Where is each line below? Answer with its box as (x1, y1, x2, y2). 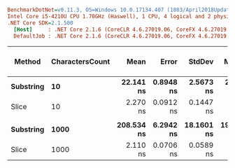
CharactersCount (51, 57, 111, 66)
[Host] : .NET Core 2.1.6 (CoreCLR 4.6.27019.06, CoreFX (13, 26, 196, 33)
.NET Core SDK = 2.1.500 (7, 19, 73, 27)
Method (14, 57, 41, 66)
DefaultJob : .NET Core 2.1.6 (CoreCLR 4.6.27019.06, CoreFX (13, 32, 196, 39)
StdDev (188, 57, 214, 66)
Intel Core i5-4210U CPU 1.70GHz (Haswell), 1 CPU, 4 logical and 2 (7, 13, 211, 20)
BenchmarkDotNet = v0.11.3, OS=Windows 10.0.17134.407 (7, 6, 164, 13)
